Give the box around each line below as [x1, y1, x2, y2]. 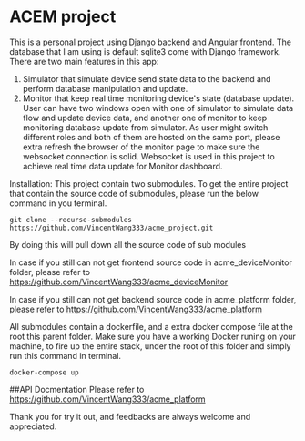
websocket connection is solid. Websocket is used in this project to [22, 150, 275, 161]
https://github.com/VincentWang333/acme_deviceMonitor [9, 276, 229, 287]
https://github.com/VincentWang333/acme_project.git [9, 223, 214, 232]
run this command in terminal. [9, 350, 121, 361]
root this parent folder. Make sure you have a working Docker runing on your [9, 331, 296, 342]
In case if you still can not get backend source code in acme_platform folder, [9, 293, 297, 304]
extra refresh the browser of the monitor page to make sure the [22, 141, 260, 152]
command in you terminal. [9, 198, 107, 209]
